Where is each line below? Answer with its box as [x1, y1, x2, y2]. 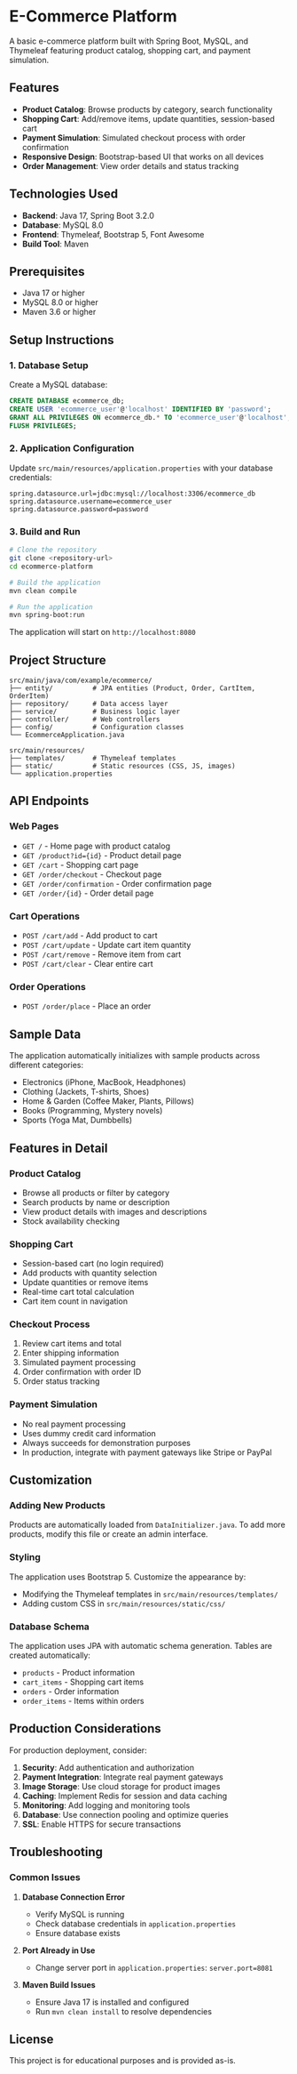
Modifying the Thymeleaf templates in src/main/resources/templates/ [21, 1588, 278, 1599]
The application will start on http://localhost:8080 [9, 627, 197, 638]
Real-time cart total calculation [21, 1287, 135, 1298]
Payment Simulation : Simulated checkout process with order [21, 132, 246, 143]
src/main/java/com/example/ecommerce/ [9, 676, 152, 686]
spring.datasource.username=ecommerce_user [9, 496, 173, 506]
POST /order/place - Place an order [21, 1001, 152, 1011]
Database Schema [9, 1620, 90, 1633]
